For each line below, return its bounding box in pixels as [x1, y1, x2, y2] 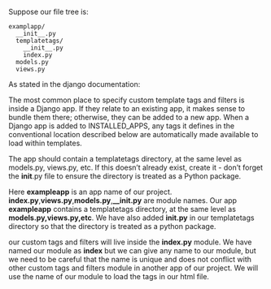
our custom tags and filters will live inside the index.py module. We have [8, 237, 252, 247]
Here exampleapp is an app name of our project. [8, 187, 173, 196]
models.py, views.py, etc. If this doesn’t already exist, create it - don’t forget [8, 162, 263, 172]
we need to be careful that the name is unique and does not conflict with [8, 255, 252, 264]
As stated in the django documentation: [8, 80, 141, 88]
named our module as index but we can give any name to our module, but [8, 246, 256, 255]
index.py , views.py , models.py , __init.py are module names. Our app [8, 196, 238, 205]
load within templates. [8, 138, 83, 148]
